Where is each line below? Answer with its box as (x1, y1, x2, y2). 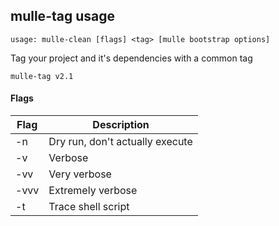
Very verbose (48, 167, 112, 181)
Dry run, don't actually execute (48, 135, 193, 149)
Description (92, 118, 150, 132)
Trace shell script (48, 200, 130, 214)
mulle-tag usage (10, 8, 115, 25)
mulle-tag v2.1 (10, 71, 74, 81)
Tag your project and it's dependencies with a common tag (10, 52, 253, 64)
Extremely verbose (48, 184, 138, 198)
